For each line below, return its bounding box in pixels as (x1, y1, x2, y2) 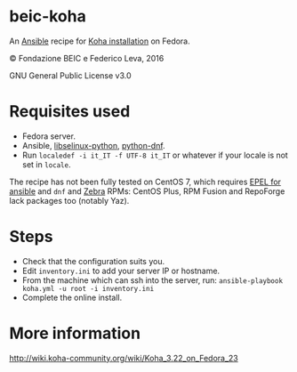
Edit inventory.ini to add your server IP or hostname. (21, 265, 221, 276)
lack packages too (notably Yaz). (9, 195, 130, 206)
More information (9, 323, 140, 344)
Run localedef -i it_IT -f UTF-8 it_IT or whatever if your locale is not (21, 150, 289, 160)
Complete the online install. (21, 292, 123, 303)
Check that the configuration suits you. (21, 255, 165, 266)
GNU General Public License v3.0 (9, 69, 132, 81)
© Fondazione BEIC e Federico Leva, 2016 (9, 53, 165, 63)
